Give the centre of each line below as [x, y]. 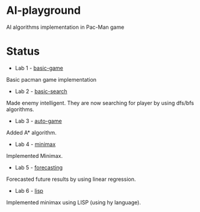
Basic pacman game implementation [52, 79]
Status [23, 51]
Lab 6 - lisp [29, 190]
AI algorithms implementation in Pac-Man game [65, 27]
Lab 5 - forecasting [39, 167]
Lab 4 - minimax [35, 144]
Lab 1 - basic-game [39, 68]
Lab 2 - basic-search [41, 91]
